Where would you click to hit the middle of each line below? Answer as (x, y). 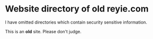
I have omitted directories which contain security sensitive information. (76, 22)
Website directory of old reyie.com (77, 9)
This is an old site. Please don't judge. (43, 31)
